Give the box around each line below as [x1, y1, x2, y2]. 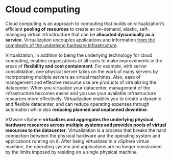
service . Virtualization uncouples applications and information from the [5, 37, 155, 43]
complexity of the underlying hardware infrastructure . [5, 42, 118, 48]
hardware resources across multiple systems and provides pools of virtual [5, 122, 166, 128]
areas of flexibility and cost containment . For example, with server [5, 63, 147, 69]
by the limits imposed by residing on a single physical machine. [5, 149, 138, 155]
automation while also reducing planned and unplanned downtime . [5, 106, 149, 112]
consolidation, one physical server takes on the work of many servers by [5, 68, 158, 75]
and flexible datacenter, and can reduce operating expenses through [5, 101, 150, 107]
